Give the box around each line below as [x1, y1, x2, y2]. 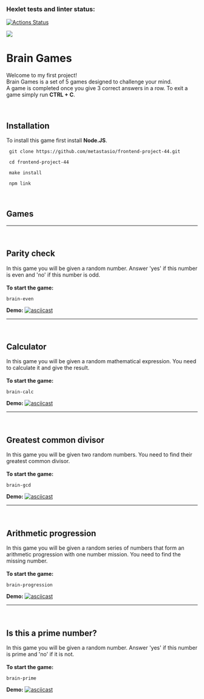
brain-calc [6, 389, 34, 395]
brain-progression [6, 582, 53, 588]
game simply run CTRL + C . [6, 91, 75, 99]
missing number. [6, 557, 48, 565]
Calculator [6, 342, 47, 352]
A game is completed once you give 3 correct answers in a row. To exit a [6, 85, 188, 92]
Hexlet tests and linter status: [6, 5, 95, 13]
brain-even [6, 296, 34, 302]
